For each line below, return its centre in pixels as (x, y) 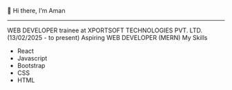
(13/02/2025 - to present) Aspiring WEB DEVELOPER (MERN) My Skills (107, 37)
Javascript (32, 58)
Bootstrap (31, 66)
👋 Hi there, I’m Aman (36, 11)
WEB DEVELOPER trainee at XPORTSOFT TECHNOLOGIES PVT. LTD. (105, 30)
